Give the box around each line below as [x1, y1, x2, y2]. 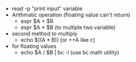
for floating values [11, 43, 56, 50]
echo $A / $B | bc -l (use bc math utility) [20, 49, 120, 56]
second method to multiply [11, 30, 78, 37]
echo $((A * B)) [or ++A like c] [20, 37, 95, 43]
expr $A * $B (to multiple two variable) [20, 24, 116, 31]
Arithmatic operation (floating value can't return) [11, 11, 131, 18]
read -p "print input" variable [11, 5, 83, 12]
